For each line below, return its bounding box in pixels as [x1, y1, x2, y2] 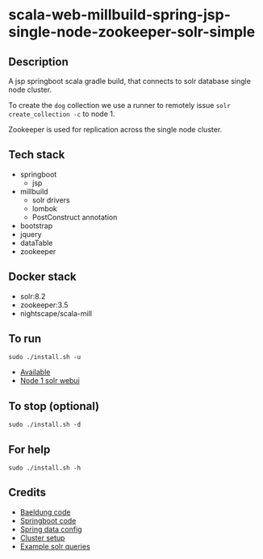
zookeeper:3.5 [19, 300, 69, 310]
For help [8, 442, 51, 457]
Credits [8, 486, 47, 499]
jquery [19, 229, 42, 239]
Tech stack [8, 148, 65, 162]
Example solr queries [19, 541, 90, 551]
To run [8, 332, 42, 346]
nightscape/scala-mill [19, 308, 93, 318]
